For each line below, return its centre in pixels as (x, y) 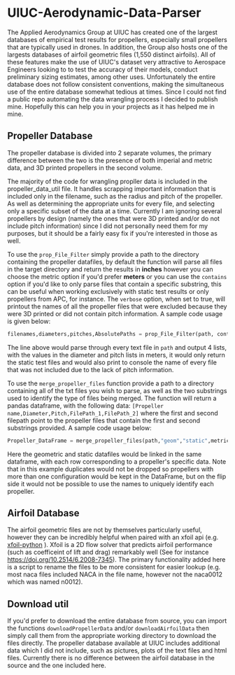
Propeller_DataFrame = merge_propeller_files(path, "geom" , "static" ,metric (119, 441)
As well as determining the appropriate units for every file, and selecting (111, 204)
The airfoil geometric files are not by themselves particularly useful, (105, 530)
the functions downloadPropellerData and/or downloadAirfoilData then (108, 628)
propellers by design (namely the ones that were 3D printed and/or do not (114, 218)
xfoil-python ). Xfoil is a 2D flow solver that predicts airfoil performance (110, 545)
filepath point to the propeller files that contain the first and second (104, 420)
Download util (38, 604)
